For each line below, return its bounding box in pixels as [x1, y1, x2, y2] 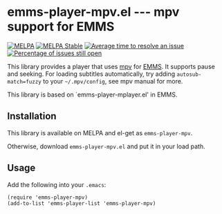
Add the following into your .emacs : [7, 180, 107, 188]
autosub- [176, 70, 202, 78]
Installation [7, 110, 57, 122]
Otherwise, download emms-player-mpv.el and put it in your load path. [7, 142, 205, 150]
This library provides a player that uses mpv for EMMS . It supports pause [7, 62, 216, 70]
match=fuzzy [7, 78, 41, 85]
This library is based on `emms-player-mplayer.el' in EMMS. [7, 90, 178, 99]
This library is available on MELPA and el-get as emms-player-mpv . [7, 128, 193, 137]
